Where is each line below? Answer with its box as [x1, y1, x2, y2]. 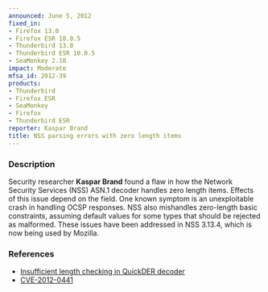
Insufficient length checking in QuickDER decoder [19, 267, 185, 277]
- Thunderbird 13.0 [8, 42, 74, 50]
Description [8, 158, 56, 169]
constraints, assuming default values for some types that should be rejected [8, 211, 261, 220]
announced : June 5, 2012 [8, 11, 92, 20]
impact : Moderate [8, 65, 67, 73]
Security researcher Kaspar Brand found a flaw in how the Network [8, 177, 233, 186]
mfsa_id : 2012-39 [8, 72, 67, 80]
